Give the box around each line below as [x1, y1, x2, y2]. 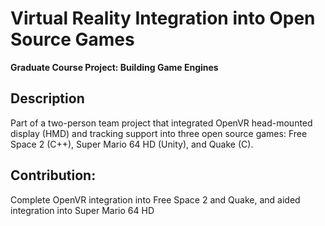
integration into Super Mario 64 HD [10, 204, 155, 216]
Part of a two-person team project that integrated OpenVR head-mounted [10, 117, 313, 129]
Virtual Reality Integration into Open [10, 7, 316, 30]
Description [10, 90, 85, 107]
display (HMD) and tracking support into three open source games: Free [10, 127, 308, 139]
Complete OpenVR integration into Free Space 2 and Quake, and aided [10, 193, 301, 206]
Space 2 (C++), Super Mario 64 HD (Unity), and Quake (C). [10, 138, 254, 150]
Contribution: [10, 167, 97, 184]
